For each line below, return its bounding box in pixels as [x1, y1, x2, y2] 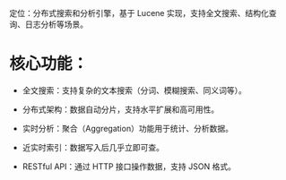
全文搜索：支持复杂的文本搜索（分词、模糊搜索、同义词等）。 [22, 84, 247, 96]
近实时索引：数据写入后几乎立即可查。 [22, 141, 164, 152]
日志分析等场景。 [24, 19, 88, 30]
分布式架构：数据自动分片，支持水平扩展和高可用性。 [22, 104, 220, 115]
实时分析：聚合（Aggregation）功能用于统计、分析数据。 [22, 123, 233, 133]
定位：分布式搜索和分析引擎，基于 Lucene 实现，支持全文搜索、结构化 [9, 8, 269, 18]
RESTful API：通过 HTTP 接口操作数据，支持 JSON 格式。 [22, 160, 236, 172]
